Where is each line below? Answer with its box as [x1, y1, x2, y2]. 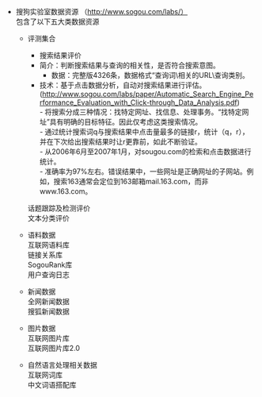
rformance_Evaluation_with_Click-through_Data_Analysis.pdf [39, 98, 237, 107]
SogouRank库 [27, 260, 73, 269]
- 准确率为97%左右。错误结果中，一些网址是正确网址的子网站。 [39, 167, 247, 176]
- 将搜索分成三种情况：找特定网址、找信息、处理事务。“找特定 [39, 107, 242, 117]
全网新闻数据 [27, 297, 70, 306]
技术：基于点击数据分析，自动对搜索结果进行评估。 [39, 80, 207, 90]
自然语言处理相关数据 [27, 360, 97, 369]
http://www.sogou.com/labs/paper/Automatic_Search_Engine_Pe [42, 90, 254, 98]
